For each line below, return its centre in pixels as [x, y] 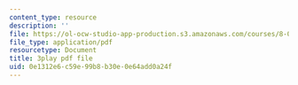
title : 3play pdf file [51, 58]
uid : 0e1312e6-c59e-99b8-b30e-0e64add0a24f [91, 67]
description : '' [39, 26]
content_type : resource [53, 17]
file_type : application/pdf [61, 42]
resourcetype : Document [53, 50]
